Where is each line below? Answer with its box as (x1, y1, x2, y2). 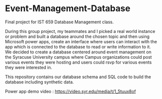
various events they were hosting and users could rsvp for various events (5, 59, 152, 65)
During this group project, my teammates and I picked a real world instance (5, 28, 155, 34)
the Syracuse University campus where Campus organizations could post (5, 54, 152, 60)
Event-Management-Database (5, 3, 130, 14)
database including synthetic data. (5, 79, 74, 85)
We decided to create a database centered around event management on (5, 49, 152, 55)
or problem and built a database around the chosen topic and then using (5, 33, 149, 39)
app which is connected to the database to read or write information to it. (5, 44, 151, 49)
